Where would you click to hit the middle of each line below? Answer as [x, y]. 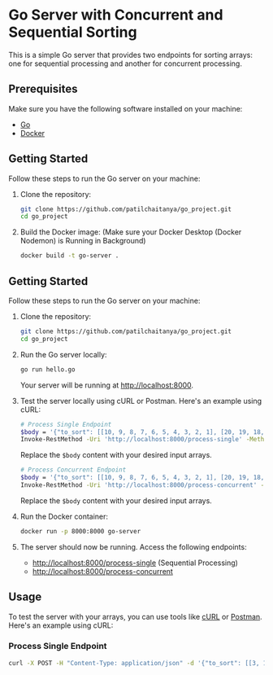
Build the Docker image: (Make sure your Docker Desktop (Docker [131, 232]
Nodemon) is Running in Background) [83, 241]
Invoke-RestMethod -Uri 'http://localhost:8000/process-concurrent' [139, 485]
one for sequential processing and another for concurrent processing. [125, 64]
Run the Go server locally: [63, 354]
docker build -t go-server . [69, 256]
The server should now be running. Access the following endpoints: [133, 546]
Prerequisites [43, 89]
